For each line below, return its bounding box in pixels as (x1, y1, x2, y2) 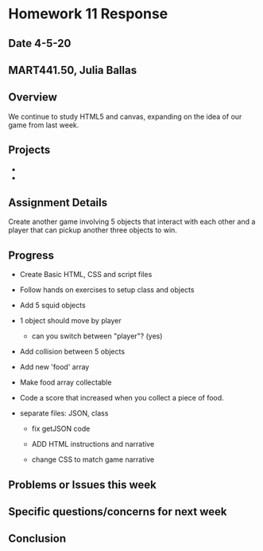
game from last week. (8, 120, 79, 130)
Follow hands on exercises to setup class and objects (19, 285, 195, 295)
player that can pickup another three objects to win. (8, 225, 177, 235)
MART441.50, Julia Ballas (8, 63, 137, 76)
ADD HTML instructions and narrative (31, 440, 155, 449)
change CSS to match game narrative (31, 455, 155, 464)
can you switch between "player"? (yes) (31, 331, 163, 341)
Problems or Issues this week (8, 478, 157, 491)
